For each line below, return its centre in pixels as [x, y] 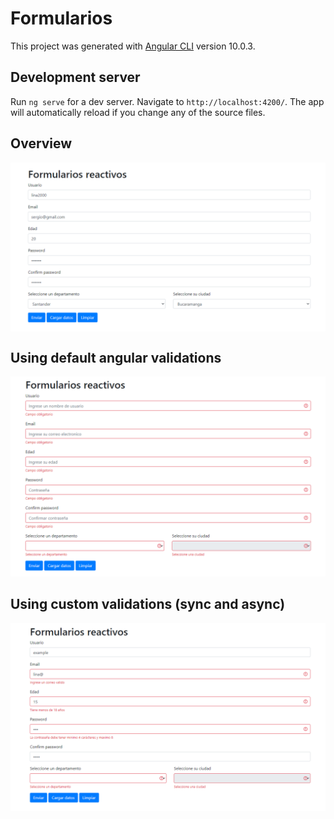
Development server [75, 77]
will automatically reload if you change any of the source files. [138, 112]
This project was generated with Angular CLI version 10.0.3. [133, 46]
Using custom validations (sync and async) [148, 604]
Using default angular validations [116, 357]
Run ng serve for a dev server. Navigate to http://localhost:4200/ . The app [167, 101]
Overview [41, 143]
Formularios [61, 18]
